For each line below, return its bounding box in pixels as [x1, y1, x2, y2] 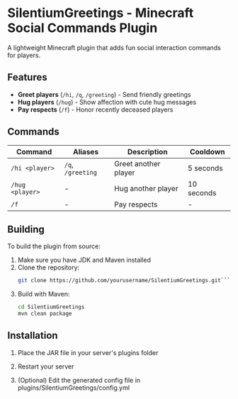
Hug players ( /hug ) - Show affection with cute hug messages [17, 98, 197, 106]
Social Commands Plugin [7, 20, 158, 36]
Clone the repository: [17, 263, 80, 272]
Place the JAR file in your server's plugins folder [17, 348, 159, 357]
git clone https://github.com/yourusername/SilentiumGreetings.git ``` [17, 277, 231, 284]
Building [7, 223, 45, 235]
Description [127, 146, 168, 156]
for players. [7, 51, 41, 59]
